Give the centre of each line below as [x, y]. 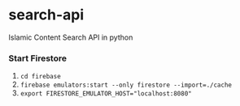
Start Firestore [38, 58]
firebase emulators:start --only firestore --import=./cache [126, 85]
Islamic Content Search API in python [71, 37]
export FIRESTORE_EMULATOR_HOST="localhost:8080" [106, 94]
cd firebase [40, 77]
